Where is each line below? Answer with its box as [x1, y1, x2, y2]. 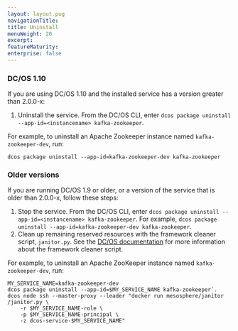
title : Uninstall [7, 23, 59, 31]
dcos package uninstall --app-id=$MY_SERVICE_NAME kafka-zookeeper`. [7, 286, 218, 293]
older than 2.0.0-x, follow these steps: [7, 193, 119, 202]
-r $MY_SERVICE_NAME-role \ [20, 305, 103, 313]
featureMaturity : [7, 43, 59, 50]
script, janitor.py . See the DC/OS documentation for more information [17, 237, 226, 246]
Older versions [7, 170, 60, 180]
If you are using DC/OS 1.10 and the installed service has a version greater [7, 89, 224, 98]
